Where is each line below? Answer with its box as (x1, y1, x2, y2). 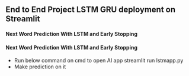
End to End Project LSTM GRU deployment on (5, 5, 176, 15)
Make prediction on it (14, 63, 66, 70)
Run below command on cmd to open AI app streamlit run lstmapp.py (14, 57, 184, 64)
